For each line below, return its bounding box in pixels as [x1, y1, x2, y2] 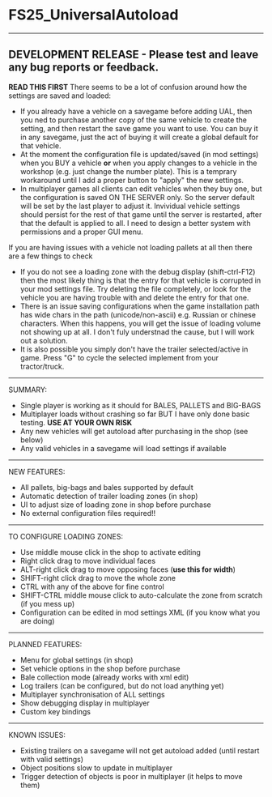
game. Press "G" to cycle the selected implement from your [19, 352, 219, 362]
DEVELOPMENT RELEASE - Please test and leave [8, 48, 259, 62]
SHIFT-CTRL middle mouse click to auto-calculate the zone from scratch [19, 590, 263, 600]
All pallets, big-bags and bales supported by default [19, 482, 193, 492]
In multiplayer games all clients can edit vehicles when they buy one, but [19, 184, 262, 194]
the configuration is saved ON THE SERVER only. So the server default [19, 192, 255, 202]
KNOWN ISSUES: [8, 730, 66, 739]
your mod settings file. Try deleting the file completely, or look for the [19, 283, 252, 293]
